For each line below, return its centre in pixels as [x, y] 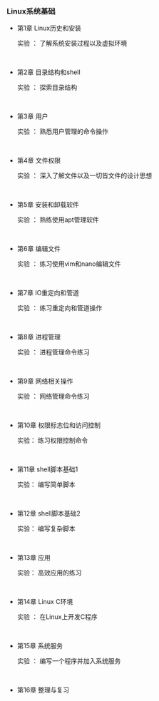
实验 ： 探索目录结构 [47, 88]
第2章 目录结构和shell [48, 72]
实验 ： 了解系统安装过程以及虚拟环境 [72, 44]
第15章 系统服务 [40, 646]
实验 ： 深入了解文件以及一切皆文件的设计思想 [84, 175]
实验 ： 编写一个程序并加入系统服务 [69, 661]
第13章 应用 [34, 558]
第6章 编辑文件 [39, 249]
